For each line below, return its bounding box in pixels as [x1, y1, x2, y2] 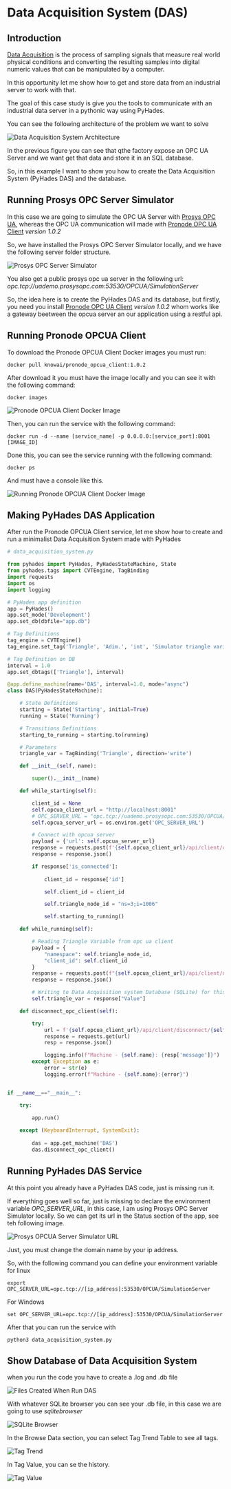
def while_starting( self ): [19, 788, 97, 794]
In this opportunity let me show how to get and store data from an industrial [7, 78, 221, 87]
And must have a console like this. [7, 476, 104, 485]
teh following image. [7, 1218, 65, 1227]
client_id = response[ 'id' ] [43, 876, 125, 883]
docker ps [7, 464, 36, 471]
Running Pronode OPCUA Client [7, 330, 146, 341]
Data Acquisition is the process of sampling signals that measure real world [7, 50, 221, 59]
